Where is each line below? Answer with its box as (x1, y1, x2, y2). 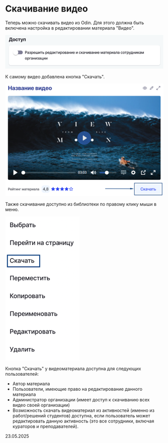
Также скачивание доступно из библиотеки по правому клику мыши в (5, 201, 157, 207)
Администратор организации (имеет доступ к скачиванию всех (12, 397, 150, 403)
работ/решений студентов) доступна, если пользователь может (12, 413, 150, 419)
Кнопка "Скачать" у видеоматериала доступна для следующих (5, 366, 141, 372)
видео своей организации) (12, 402, 70, 408)
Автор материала (12, 381, 50, 387)
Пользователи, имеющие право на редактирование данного (12, 386, 143, 392)
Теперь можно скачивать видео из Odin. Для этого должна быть (5, 20, 144, 26)
